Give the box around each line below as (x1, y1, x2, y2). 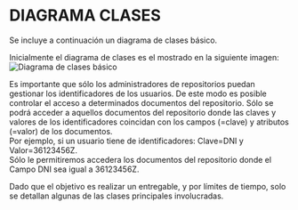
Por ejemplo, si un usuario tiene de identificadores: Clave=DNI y (9, 135, 245, 146)
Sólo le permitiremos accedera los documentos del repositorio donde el (9, 154, 272, 165)
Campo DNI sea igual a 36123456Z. (9, 164, 140, 174)
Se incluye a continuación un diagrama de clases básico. (9, 35, 218, 45)
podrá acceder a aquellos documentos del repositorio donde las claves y (9, 107, 277, 117)
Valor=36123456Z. (9, 144, 78, 156)
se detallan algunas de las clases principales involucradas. (9, 190, 224, 201)
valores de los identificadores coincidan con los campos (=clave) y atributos (9, 117, 289, 127)
